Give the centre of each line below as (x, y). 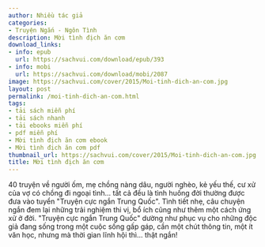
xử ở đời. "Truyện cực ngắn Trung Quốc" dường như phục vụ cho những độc (132, 219)
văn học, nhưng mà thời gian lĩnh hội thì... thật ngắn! (93, 235)
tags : (17, 103)
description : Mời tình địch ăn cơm (67, 37)
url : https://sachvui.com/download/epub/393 (90, 60)
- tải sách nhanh (37, 118)
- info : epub (30, 52)
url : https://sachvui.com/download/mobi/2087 (92, 74)
